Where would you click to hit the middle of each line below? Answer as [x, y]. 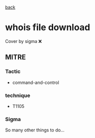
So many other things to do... [35, 130]
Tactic [13, 71]
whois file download [48, 27]
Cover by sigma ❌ [24, 41]
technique [18, 95]
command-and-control [36, 82]
